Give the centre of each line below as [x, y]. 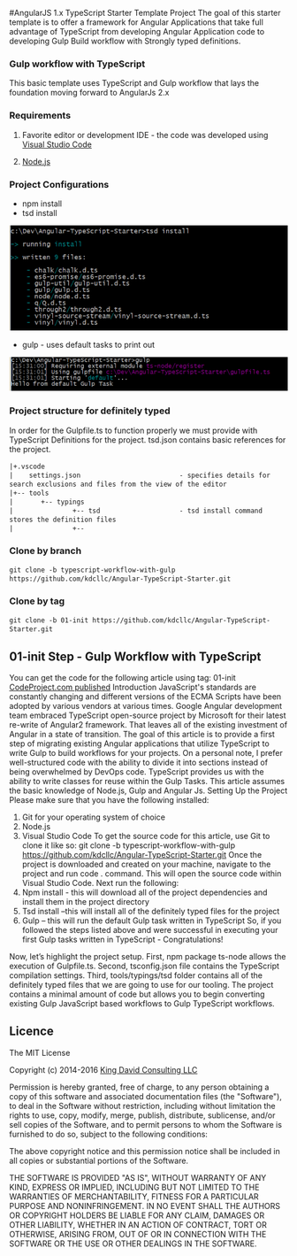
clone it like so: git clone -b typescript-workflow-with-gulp [129, 845]
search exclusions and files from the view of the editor [118, 484]
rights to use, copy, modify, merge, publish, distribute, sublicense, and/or [142, 1115]
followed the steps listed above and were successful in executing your [150, 930]
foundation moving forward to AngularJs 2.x [89, 93]
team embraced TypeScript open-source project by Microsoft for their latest [148, 715]
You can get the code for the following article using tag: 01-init [122, 678]
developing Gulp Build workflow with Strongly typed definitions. [125, 41]
